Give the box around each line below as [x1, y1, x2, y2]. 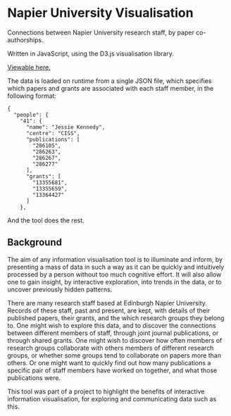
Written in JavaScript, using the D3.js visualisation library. [7, 49, 174, 58]
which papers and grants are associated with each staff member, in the [7, 84, 214, 92]
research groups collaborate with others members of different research [7, 343, 214, 352]
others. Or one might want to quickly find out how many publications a [7, 358, 211, 367]
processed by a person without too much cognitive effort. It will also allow [7, 270, 222, 279]
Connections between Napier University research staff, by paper [7, 28, 195, 37]
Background [7, 237, 62, 248]
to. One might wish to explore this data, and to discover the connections [7, 321, 216, 329]
